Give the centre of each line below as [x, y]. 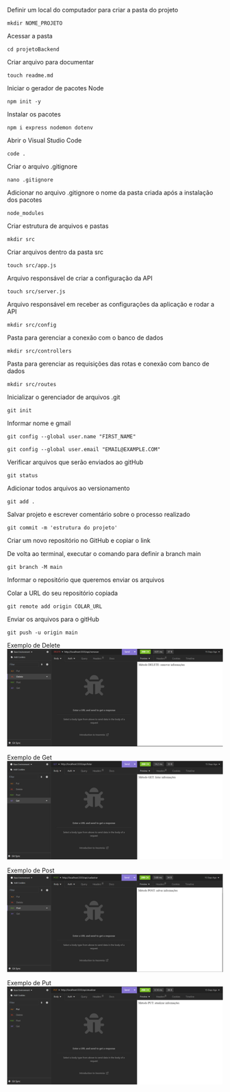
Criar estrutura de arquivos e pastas [58, 226]
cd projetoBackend [33, 49]
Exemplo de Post [31, 870]
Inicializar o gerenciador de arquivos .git [64, 397]
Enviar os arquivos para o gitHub [53, 619]
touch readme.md [30, 75]
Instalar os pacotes [34, 114]
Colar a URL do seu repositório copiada [63, 593]
